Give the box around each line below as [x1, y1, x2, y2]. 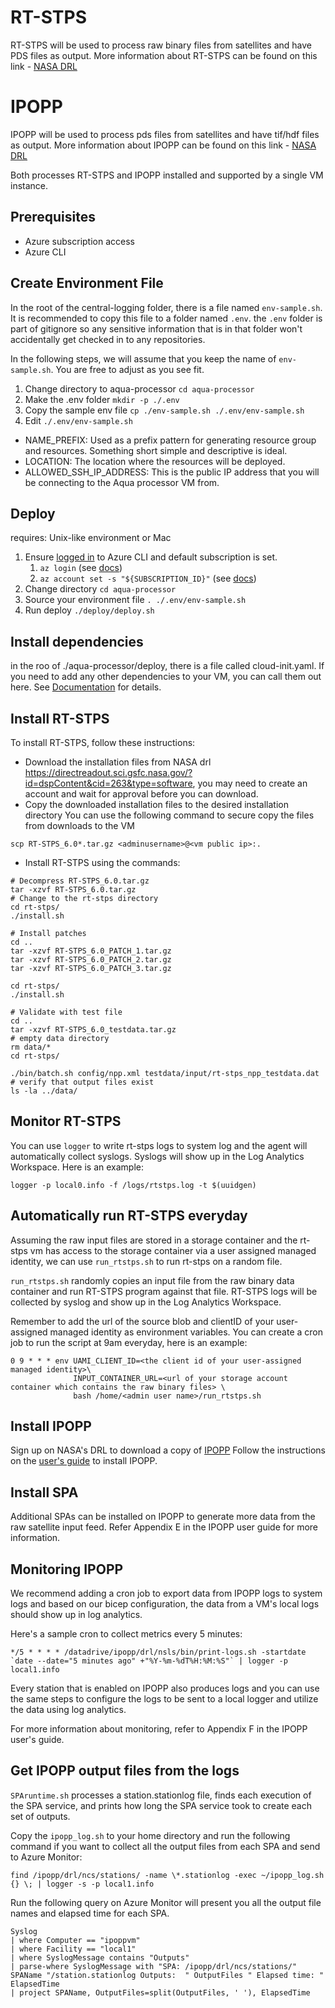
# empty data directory [10, 1033, 110, 1043]
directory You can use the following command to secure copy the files [24, 809, 315, 821]
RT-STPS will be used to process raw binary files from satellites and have [10, 39, 312, 51]
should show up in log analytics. [10, 1609, 143, 1620]
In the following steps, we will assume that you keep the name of [10, 352, 277, 365]
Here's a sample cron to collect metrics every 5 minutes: [10, 1628, 243, 1640]
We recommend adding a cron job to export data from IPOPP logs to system [10, 1587, 323, 1599]
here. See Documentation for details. [10, 681, 162, 693]
